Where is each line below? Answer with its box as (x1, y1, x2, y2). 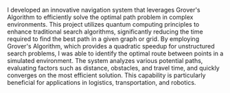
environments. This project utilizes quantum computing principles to (7, 21, 200, 28)
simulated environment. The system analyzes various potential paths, (7, 57, 203, 64)
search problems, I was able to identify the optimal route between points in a (7, 49, 224, 57)
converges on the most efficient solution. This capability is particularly (7, 71, 206, 79)
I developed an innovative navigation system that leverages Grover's (7, 6, 200, 14)
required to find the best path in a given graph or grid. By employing (7, 35, 200, 43)
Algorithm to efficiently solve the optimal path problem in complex (7, 13, 194, 21)
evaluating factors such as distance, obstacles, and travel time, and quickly (7, 64, 220, 72)
